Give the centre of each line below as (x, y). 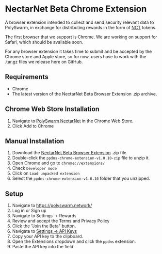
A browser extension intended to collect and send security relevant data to (80, 22)
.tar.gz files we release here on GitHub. (44, 62)
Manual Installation (35, 141)
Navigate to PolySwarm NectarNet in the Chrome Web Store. (73, 121)
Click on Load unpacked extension (46, 174)
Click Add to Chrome (33, 126)
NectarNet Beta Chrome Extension (76, 9)
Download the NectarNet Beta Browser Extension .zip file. (70, 153)
